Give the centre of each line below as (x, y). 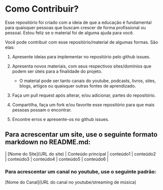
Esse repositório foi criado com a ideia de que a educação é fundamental (78, 22)
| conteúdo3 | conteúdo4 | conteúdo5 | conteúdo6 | (57, 159)
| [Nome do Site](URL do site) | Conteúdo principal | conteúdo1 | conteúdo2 (81, 154)
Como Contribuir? (42, 9)
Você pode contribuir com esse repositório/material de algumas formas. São (81, 42)
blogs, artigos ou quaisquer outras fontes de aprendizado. (78, 86)
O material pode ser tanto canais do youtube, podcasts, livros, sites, (88, 81)
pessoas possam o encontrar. (42, 110)
